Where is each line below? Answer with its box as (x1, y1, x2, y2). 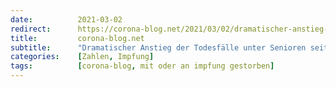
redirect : (10, 24, 52, 34)
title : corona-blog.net (10, 33, 145, 43)
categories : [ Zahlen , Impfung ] (10, 52, 155, 62)
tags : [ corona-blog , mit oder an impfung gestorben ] (10, 61, 275, 71)
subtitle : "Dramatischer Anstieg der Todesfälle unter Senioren (10, 42, 307, 53)
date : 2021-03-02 (10, 14, 123, 25)
